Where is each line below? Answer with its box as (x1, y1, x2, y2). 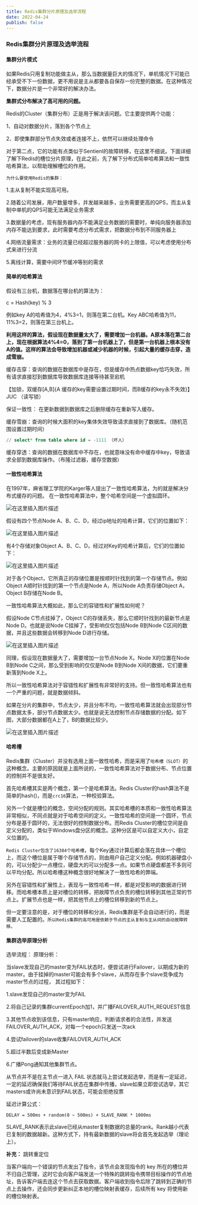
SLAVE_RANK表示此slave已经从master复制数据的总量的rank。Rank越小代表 (6, 1124, 190, 1131)
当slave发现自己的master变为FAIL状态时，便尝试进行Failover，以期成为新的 (6, 963, 189, 970)
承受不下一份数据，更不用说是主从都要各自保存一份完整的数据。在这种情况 (11, 77, 192, 84)
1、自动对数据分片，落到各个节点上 (6, 122, 91, 130)
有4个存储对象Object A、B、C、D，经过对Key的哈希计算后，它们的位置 (6, 542, 180, 549)
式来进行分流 (6, 246, 37, 253)
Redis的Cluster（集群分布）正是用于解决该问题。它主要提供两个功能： (6, 110, 177, 117)
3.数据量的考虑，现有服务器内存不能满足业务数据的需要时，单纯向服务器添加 (6, 219, 192, 226)
